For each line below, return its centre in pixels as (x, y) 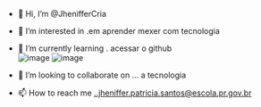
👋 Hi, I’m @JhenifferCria (62, 14)
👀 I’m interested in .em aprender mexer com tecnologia (119, 31)
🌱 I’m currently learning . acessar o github (95, 48)
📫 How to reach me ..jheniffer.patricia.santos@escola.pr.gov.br (135, 93)
